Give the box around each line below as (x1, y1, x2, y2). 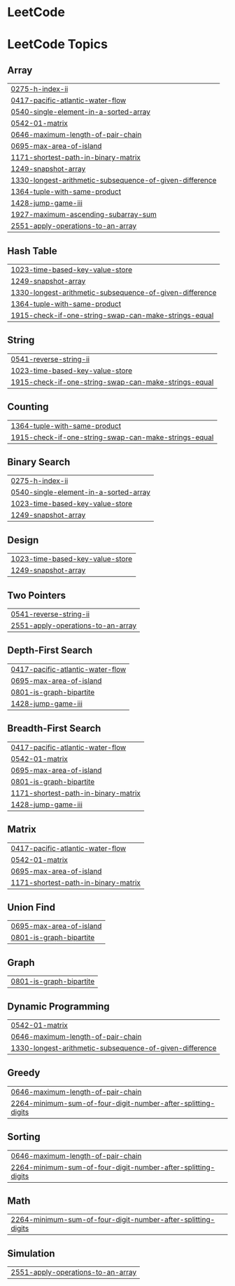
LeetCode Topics (7, 37, 108, 53)
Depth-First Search (7, 644, 93, 656)
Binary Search (7, 456, 71, 468)
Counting (7, 401, 49, 413)
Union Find (7, 901, 56, 913)
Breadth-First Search (7, 722, 101, 734)
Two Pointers (7, 589, 66, 601)
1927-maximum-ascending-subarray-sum (10, 210, 157, 220)
